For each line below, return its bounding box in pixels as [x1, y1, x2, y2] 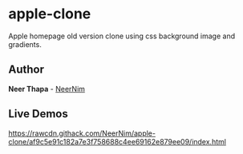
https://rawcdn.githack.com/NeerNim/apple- [8, 128, 156, 138]
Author [8, 63, 44, 77]
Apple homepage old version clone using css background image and [8, 31, 235, 41]
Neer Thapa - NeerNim [8, 84, 86, 93]
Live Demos [8, 107, 68, 120]
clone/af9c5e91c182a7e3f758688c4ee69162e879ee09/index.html [8, 136, 227, 146]
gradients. [8, 39, 42, 49]
